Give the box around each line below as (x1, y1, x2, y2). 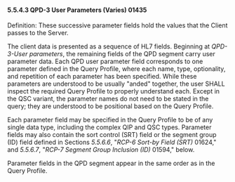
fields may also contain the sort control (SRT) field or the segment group (7, 131, 217, 139)
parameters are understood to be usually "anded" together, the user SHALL (7, 79, 226, 88)
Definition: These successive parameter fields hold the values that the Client (7, 21, 228, 30)
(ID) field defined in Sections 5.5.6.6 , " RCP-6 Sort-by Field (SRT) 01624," (7, 138, 217, 147)
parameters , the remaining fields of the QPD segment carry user (29, 50, 216, 58)
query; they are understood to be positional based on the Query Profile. (7, 102, 214, 110)
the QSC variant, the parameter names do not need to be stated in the (7, 95, 209, 103)
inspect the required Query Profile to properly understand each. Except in (7, 87, 220, 96)
